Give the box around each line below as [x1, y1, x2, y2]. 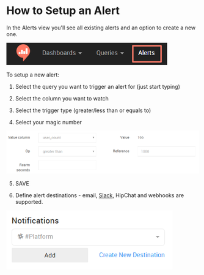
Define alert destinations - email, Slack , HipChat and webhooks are [15, 192, 184, 199]
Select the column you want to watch [15, 94, 109, 102]
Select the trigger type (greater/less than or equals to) [15, 107, 151, 114]
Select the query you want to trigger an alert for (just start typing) [15, 83, 180, 90]
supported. [15, 198, 43, 206]
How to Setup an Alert [6, 4, 120, 18]
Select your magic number [15, 118, 82, 126]
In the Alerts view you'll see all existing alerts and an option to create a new [6, 24, 196, 31]
